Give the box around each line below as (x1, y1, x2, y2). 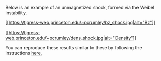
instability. (5, 10, 27, 16)
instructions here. (5, 50, 42, 56)
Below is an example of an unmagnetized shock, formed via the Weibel (5, 5, 155, 10)
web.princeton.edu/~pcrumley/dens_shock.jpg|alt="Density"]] (5, 35, 136, 41)
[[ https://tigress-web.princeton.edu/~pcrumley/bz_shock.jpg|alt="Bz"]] (5, 20, 156, 25)
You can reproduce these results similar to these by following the (5, 45, 142, 50)
